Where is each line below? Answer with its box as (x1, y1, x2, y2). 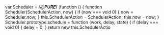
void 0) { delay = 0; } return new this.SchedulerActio (5, 24, 110, 30)
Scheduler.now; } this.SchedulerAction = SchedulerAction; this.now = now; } (5, 14, 160, 20)
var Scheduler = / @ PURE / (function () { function (5, 4, 102, 10)
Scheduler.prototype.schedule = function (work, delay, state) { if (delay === (5, 19, 159, 25)
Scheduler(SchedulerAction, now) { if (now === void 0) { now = (5, 9, 134, 15)
